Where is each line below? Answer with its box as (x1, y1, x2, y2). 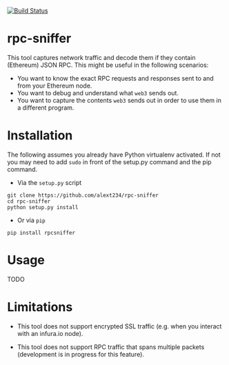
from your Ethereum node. (17, 81, 92, 90)
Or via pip (17, 216, 46, 224)
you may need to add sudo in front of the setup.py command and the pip (7, 157, 212, 166)
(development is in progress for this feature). (17, 350, 145, 358)
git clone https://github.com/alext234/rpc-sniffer (7, 192, 159, 199)
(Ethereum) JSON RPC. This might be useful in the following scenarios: (7, 61, 209, 69)
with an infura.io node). (17, 329, 83, 337)
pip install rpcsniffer (7, 229, 76, 236)
